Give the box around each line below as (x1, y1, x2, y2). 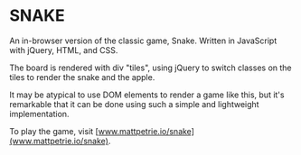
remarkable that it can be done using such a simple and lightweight (9, 98, 259, 109)
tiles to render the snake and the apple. (9, 71, 155, 82)
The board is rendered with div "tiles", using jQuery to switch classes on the (9, 62, 292, 73)
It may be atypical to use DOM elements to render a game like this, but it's (9, 89, 285, 100)
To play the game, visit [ (9, 125, 99, 136)
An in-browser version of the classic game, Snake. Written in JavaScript (9, 35, 277, 46)
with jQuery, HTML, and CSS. (9, 44, 118, 55)
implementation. (9, 108, 70, 119)
